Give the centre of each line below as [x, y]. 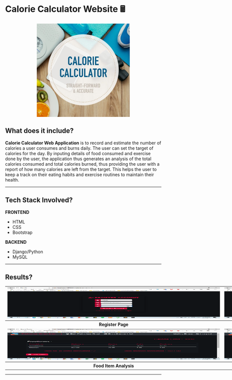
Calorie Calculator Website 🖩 [65, 9]
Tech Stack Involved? [39, 200]
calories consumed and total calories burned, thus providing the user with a [82, 164]
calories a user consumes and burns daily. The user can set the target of [79, 148]
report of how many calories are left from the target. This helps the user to [81, 169]
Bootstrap [22, 232]
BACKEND [16, 242]
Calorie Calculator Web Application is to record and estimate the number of [83, 143]
